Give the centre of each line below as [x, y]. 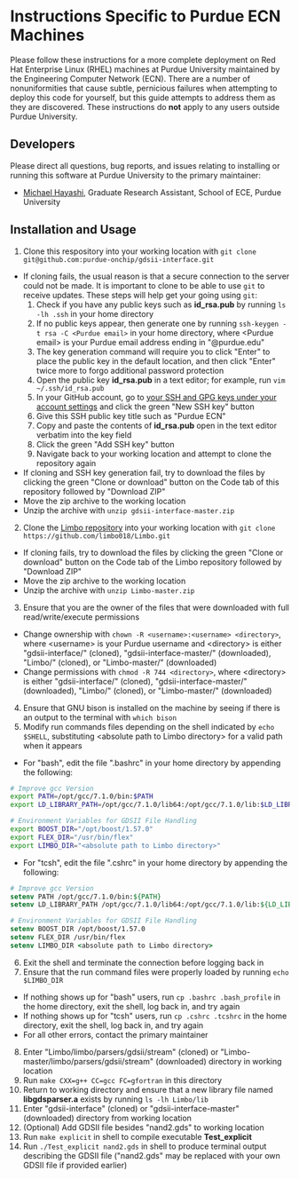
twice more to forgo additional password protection [130, 370]
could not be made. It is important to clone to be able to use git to [144, 285]
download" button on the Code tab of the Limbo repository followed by [152, 562]
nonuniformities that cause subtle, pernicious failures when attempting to [144, 88]
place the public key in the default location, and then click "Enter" [156, 360]
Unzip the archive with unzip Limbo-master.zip [109, 590]
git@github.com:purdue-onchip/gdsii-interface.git [118, 259]
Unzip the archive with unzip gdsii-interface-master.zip [129, 510]
